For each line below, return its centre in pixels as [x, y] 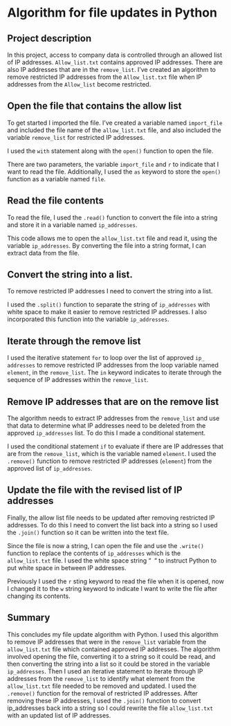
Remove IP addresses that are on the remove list [113, 402]
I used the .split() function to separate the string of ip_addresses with [109, 305]
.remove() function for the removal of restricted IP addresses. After [103, 693]
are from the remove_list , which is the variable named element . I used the [112, 454]
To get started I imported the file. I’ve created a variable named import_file [115, 122]
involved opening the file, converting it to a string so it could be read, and [111, 656]
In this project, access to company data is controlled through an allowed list [115, 55]
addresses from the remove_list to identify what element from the [101, 678]
